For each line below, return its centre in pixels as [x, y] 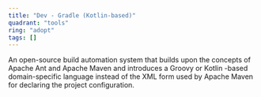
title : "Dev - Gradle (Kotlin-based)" [72, 15]
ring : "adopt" [32, 30]
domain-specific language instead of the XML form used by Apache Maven [131, 76]
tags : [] [23, 37]
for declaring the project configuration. [71, 85]
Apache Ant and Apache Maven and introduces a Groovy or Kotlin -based [128, 69]
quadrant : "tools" [38, 23]
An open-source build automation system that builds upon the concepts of [130, 60]
